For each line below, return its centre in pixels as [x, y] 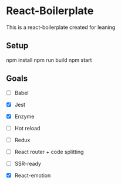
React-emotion [33, 175]
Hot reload [27, 128]
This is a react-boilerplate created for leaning [61, 27]
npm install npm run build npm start [49, 60]
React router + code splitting [49, 152]
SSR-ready [28, 163]
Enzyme [24, 116]
